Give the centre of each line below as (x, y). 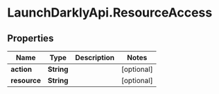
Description (95, 58)
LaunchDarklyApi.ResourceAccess (110, 13)
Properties (30, 38)
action (21, 69)
